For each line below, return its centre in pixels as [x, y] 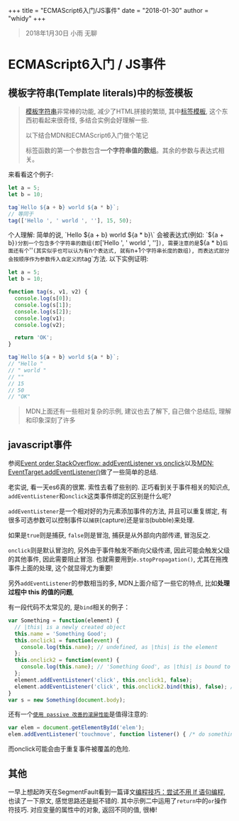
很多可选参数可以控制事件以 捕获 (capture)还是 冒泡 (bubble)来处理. [101, 520]
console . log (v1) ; [40, 318]
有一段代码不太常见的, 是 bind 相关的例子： [69, 607]
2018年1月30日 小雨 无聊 [61, 33]
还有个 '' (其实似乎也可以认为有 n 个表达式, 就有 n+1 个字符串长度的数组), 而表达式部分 [121, 250]
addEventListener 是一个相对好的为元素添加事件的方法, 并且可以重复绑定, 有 [118, 511]
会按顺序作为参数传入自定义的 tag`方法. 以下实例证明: [78, 259]
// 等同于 [21, 214]
